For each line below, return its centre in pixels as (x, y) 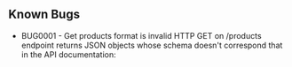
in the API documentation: (68, 54)
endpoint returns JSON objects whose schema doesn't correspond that (152, 45)
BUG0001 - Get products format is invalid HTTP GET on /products (142, 35)
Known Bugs (44, 15)
